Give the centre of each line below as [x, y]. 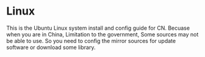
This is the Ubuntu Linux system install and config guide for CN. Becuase [98, 28]
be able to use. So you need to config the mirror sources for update [91, 41]
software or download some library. [51, 47]
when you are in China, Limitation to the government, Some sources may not [103, 34]
